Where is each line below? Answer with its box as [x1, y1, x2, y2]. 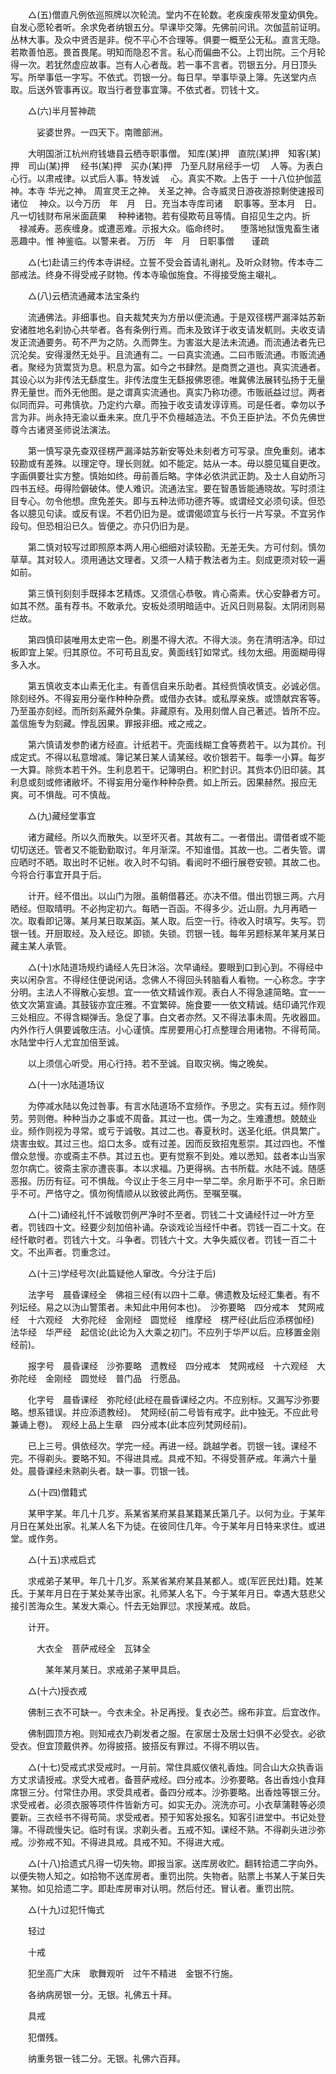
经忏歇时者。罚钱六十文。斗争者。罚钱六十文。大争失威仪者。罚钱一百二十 [10, 1234, 317, 1245]
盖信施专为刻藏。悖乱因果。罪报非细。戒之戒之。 [10, 718, 212, 729]
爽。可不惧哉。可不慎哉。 [10, 789, 116, 800]
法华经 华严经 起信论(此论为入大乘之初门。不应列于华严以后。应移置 [10, 1326, 303, 1338]
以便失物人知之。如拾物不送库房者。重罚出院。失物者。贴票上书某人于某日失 [10, 1870, 326, 1882]
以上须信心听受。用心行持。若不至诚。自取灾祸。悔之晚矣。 [27, 1058, 273, 1069]
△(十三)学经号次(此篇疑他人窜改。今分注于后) [27, 1268, 217, 1279]
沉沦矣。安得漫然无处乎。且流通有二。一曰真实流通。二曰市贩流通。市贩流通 [10, 349, 326, 360]
